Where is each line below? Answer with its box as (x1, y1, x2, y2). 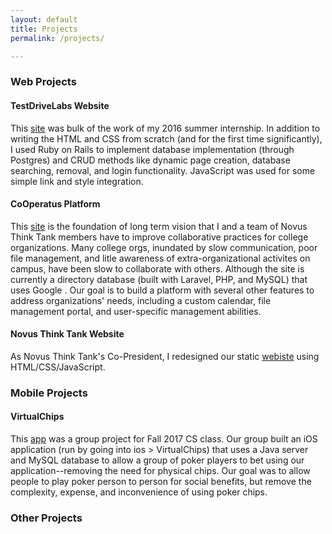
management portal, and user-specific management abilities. (10, 305, 262, 317)
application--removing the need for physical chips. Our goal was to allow (10, 465, 311, 477)
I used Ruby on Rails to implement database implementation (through (10, 143, 295, 155)
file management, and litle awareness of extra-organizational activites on (10, 252, 311, 264)
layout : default (10, 14, 78, 25)
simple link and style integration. (10, 175, 144, 187)
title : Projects (10, 24, 78, 34)
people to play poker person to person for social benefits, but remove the (10, 476, 312, 488)
